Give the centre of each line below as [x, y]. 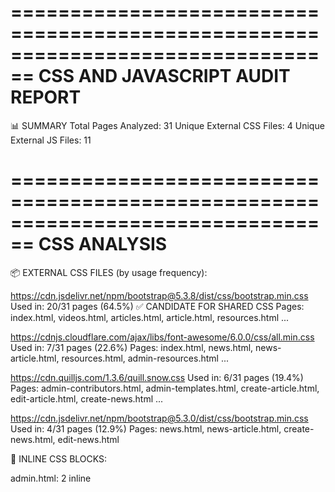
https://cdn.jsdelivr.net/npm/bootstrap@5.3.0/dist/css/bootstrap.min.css [159, 418]
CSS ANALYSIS [103, 244]
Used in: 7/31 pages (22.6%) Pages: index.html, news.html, [132, 347]
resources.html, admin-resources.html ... [145, 358]
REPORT [46, 97]
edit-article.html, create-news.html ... [87, 398]
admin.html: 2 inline [51, 478]
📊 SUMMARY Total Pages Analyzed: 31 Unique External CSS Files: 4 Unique [167, 125]
